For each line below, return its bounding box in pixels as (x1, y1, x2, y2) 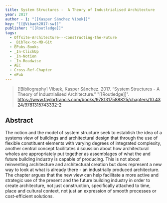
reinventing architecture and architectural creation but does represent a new (5, 161, 162, 167)
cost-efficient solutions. (5, 193, 54, 199)
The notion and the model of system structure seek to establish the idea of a (5, 129, 162, 135)
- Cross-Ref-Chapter (9, 68, 52, 73)
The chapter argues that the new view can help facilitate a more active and (5, 172, 159, 178)
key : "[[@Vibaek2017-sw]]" (5, 21, 61, 26)
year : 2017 (5, 12, 28, 17)
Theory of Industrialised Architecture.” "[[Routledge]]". (17, 91, 130, 97)
